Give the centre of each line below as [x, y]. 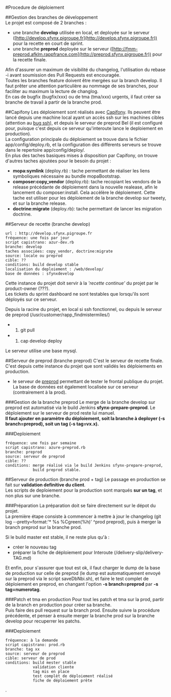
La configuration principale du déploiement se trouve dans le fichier [77, 139]
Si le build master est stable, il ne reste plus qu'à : [57, 537]
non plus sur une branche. [33, 496]
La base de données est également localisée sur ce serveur [76, 387]
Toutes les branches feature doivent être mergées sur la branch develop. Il [84, 80]
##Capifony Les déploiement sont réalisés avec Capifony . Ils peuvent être [83, 112]
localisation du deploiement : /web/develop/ [54, 269]
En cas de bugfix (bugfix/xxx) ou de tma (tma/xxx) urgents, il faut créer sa [83, 97]
